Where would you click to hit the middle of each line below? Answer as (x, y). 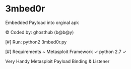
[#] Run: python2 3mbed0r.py (36, 42)
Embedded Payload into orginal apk (42, 22)
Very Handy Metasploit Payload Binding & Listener (57, 61)
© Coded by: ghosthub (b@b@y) (40, 32)
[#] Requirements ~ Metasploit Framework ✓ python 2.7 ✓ (66, 51)
